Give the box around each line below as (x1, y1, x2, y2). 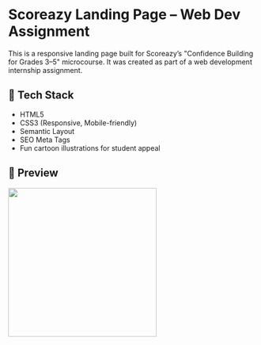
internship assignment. (8, 65, 83, 75)
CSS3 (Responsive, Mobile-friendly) (19, 117, 138, 128)
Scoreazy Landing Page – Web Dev (8, 6, 241, 24)
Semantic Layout (19, 126, 75, 136)
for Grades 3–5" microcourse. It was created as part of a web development (8, 57, 253, 67)
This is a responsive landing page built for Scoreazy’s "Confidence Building (8, 48, 254, 58)
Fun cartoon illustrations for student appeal (19, 143, 161, 152)
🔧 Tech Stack (8, 89, 74, 102)
